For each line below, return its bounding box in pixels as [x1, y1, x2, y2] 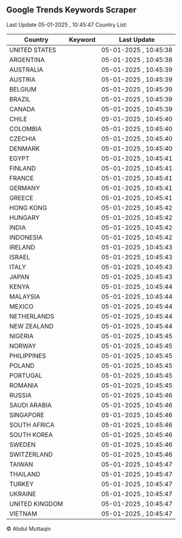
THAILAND [9, 470, 41, 478]
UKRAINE [9, 489, 36, 498]
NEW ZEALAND [9, 322, 54, 330]
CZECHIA [9, 134, 36, 143]
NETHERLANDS [9, 312, 55, 321]
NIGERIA [9, 332, 34, 340]
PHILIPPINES [9, 352, 47, 360]
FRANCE [9, 174, 35, 182]
